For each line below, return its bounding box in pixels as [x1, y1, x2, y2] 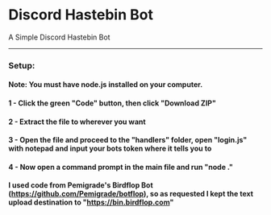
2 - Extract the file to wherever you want [8, 117, 147, 126]
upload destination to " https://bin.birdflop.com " [8, 197, 174, 207]
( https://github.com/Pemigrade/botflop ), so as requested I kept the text [8, 189, 254, 199]
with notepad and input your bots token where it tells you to [8, 143, 212, 154]
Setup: [8, 60, 35, 71]
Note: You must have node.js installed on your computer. [8, 80, 203, 89]
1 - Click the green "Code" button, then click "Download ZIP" [8, 98, 216, 108]
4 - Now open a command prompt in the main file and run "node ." [8, 162, 234, 172]
